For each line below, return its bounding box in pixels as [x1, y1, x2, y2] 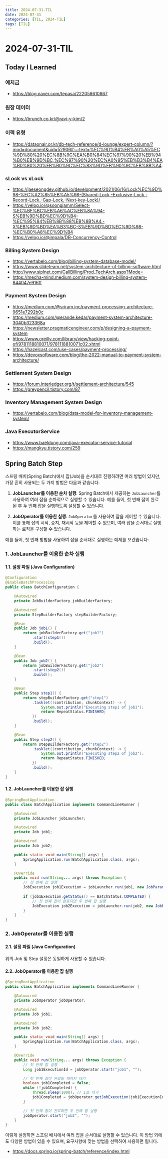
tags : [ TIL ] [5, 21, 30, 27]
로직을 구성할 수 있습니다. [21, 526, 71, 532]
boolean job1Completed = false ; [23, 1081, 91, 1086]
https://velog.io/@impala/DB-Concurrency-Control [12, 235, 116, 241]
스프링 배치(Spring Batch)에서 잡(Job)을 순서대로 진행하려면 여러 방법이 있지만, [5, 473, 161, 480]
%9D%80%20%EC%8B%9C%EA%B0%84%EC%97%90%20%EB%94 [12, 152, 161, 158]
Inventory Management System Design [5, 399, 102, 406]
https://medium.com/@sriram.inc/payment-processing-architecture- [12, 303, 154, 309]
